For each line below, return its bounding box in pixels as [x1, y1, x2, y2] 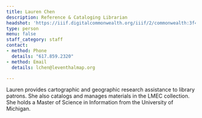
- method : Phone [6, 48, 47, 54]
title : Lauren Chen [6, 8, 55, 15]
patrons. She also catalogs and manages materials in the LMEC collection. [6, 92, 190, 99]
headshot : [6, 20, 31, 26]
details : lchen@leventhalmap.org [11, 64, 96, 71]
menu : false [6, 31, 36, 37]
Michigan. [6, 105, 31, 113]
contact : [6, 43, 28, 49]
